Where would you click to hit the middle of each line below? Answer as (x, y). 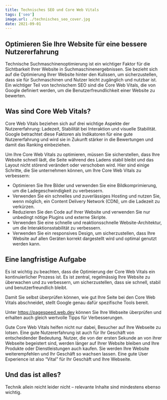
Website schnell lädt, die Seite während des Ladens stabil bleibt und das (80, 159)
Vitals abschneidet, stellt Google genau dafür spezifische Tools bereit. (77, 302)
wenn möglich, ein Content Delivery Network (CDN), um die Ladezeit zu (86, 201)
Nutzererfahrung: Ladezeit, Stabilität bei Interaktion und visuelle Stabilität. (81, 128)
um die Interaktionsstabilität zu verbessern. (57, 227)
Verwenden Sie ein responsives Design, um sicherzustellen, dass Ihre (84, 233)
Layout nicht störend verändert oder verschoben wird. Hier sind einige (77, 165)
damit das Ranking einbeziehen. (38, 144)
